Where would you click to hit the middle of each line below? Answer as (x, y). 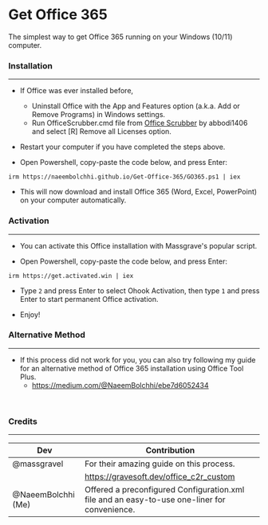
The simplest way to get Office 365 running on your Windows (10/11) (120, 37)
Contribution (170, 450)
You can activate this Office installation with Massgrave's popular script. (138, 245)
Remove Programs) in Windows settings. (99, 115)
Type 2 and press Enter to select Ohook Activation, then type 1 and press (140, 290)
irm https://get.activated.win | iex (71, 276)
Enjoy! (30, 314)
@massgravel (38, 464)
